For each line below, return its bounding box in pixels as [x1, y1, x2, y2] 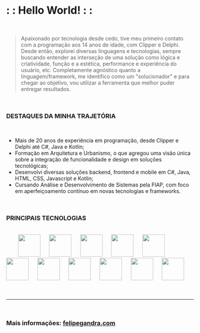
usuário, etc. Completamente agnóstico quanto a [20, 66, 141, 73]
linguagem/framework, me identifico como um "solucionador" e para [20, 73, 190, 80]
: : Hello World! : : [6, 4, 93, 17]
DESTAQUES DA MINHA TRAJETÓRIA [6, 111, 116, 120]
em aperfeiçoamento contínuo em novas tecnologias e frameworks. [14, 188, 181, 195]
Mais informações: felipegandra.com [6, 319, 116, 328]
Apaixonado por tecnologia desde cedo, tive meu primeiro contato [20, 35, 183, 42]
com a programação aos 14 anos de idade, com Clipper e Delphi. [20, 41, 180, 48]
